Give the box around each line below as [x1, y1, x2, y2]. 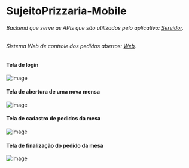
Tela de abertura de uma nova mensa [6, 88, 100, 95]
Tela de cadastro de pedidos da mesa [6, 115, 101, 122]
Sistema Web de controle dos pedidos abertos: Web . [6, 43, 136, 50]
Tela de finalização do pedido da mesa [6, 142, 103, 149]
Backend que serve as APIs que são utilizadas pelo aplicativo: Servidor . [6, 24, 184, 31]
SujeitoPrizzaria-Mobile [6, 4, 127, 18]
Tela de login [6, 61, 39, 68]
